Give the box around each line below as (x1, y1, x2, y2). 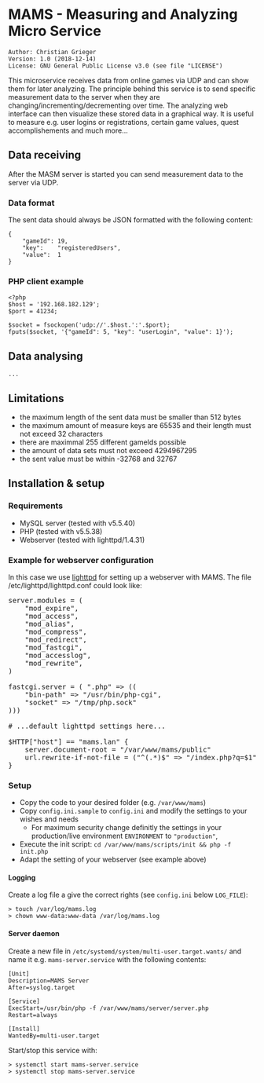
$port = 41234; (8, 308, 58, 316)
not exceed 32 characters (19, 429, 104, 438)
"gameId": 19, (22, 237, 68, 245)
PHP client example (8, 276, 84, 287)
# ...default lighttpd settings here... (8, 721, 167, 730)
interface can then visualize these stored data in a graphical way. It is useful (8, 108, 254, 119)
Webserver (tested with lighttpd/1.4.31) (19, 535, 145, 544)
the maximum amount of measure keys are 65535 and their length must (19, 420, 251, 430)
